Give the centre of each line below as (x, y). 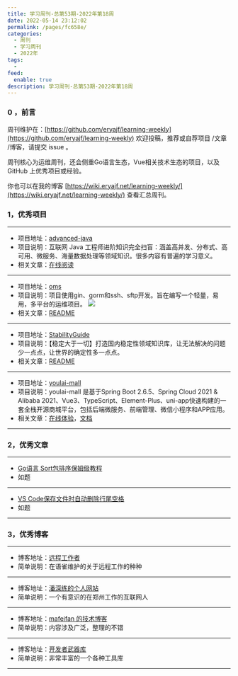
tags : (15, 60)
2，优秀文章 (28, 445)
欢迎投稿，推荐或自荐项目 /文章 (181, 138)
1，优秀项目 (27, 214)
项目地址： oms (39, 286)
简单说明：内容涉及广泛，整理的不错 (70, 628)
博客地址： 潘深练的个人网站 (58, 588)
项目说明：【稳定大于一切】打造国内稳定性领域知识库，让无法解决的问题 (121, 343)
